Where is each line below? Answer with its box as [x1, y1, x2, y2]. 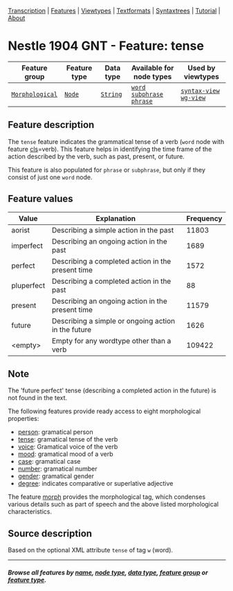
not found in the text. [8, 394, 68, 402]
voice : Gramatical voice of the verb [17, 443, 118, 451]
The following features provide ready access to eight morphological [8, 407, 201, 415]
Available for [131, 63, 174, 73]
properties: [8, 415, 39, 423]
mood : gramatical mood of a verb [17, 450, 113, 458]
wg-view [180, 93, 206, 102]
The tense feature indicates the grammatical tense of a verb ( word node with [8, 137, 225, 145]
